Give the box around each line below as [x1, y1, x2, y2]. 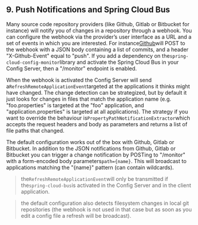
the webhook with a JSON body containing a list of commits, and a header [6, 46, 189, 53]
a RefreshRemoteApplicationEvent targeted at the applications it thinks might [6, 83, 190, 90]
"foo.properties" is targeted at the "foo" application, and [6, 101, 144, 109]
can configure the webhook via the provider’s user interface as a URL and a [6, 33, 192, 40]
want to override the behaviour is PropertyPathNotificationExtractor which [6, 114, 190, 121]
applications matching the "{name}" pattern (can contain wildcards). [6, 164, 174, 171]
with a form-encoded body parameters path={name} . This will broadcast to [6, 157, 187, 164]
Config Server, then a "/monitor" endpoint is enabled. [6, 65, 137, 72]
